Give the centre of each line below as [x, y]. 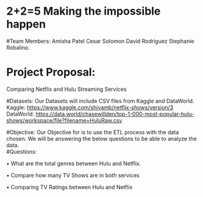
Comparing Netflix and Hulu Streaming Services [66, 89]
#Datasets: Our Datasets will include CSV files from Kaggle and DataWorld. [100, 101]
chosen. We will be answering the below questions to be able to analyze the [101, 138]
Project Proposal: [51, 72]
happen [26, 24]
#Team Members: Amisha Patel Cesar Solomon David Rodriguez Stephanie [100, 41]
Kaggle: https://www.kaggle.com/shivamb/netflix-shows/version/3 [90, 107]
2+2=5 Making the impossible [84, 11]
